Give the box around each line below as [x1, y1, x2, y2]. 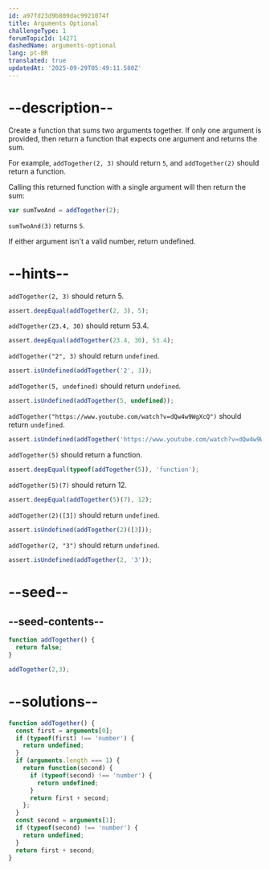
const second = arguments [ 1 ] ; [15, 817, 117, 825]
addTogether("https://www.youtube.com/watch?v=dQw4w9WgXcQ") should [8, 412, 242, 420]
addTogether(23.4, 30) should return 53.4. [8, 321, 149, 330]
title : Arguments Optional [8, 19, 99, 27]
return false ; [15, 644, 63, 652]
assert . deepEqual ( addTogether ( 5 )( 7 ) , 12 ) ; [8, 495, 153, 503]
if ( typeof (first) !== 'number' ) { [15, 734, 135, 742]
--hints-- [8, 264, 70, 282]
